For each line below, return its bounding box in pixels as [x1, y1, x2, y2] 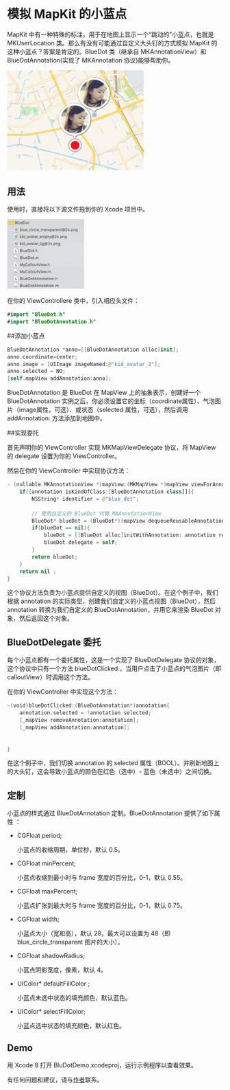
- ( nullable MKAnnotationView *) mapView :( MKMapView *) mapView [7, 481, 188, 488]
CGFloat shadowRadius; [16, 952, 86, 960]
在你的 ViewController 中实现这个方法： [7, 688, 118, 696]
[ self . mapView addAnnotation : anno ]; [7, 375, 112, 382]
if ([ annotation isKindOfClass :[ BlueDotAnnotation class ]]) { [19, 488, 194, 495]
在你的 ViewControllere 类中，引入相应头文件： [7, 297, 140, 305]
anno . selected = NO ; [7, 368, 66, 375]
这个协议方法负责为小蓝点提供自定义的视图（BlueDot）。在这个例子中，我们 [7, 589, 219, 597]
